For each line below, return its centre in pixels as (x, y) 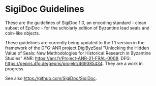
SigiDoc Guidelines (45, 9)
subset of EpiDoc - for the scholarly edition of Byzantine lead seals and (77, 28)
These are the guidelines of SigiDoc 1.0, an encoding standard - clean (76, 23)
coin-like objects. (23, 33)
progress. (15, 69)
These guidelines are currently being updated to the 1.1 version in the (75, 42)
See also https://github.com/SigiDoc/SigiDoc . (51, 78)
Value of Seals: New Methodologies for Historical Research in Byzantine (78, 53)
